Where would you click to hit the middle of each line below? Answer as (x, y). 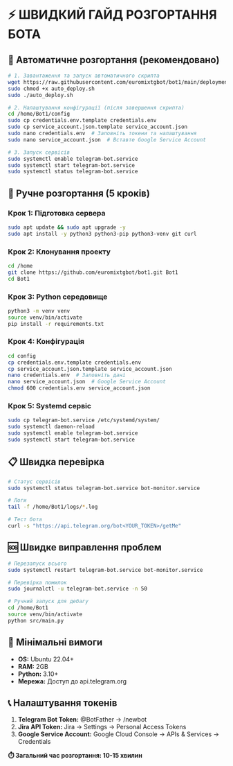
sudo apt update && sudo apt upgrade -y (67, 227)
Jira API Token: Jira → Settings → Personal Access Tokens (102, 727)
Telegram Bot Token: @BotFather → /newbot (82, 720)
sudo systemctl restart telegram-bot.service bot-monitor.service (105, 570)
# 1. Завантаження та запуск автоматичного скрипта (84, 76)
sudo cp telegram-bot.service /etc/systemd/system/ (84, 420)
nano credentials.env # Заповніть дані (67, 375)
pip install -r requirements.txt (56, 324)
